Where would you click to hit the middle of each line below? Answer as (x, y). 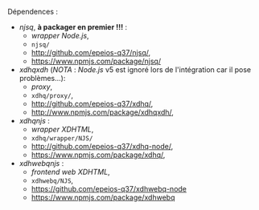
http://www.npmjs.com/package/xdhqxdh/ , (103, 112)
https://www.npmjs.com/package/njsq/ (96, 61)
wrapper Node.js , (60, 36)
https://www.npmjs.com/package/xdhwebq (103, 197)
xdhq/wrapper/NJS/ (62, 139)
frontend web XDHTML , (70, 172)
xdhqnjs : (34, 121)
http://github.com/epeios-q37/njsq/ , (91, 52)
